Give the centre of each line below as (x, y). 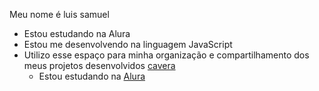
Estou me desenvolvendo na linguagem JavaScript (128, 44)
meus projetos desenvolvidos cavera (99, 65)
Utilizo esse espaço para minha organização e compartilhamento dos (166, 55)
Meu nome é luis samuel (59, 14)
